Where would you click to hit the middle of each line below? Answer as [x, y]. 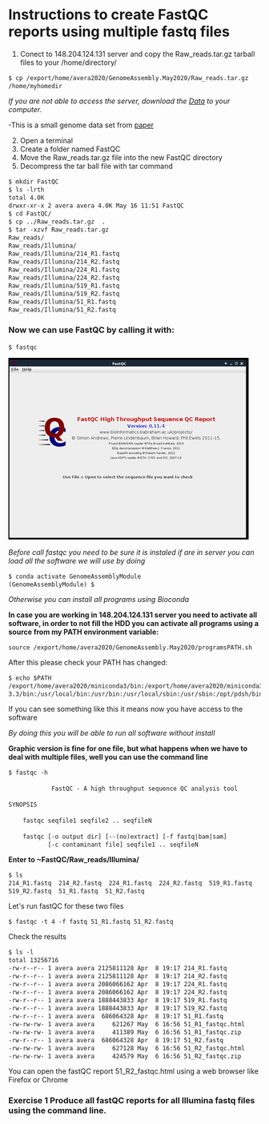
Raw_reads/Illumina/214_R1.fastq [64, 254]
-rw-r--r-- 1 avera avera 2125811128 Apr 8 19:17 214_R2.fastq [118, 977]
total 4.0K [26, 198]
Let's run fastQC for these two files [66, 906]
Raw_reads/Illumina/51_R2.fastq [62, 310]
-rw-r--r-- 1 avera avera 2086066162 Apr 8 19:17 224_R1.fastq [118, 985]
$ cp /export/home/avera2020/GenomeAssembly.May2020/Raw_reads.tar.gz [128, 78]
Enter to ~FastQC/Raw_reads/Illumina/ [74, 860]
